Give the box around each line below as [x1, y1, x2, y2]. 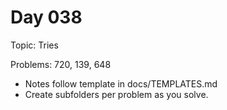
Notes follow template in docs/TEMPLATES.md [24, 77, 218, 90]
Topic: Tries [10, 39, 59, 51]
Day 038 [10, 6, 83, 29]
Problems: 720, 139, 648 [10, 58, 112, 70]
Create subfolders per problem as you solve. [24, 88, 209, 100]
